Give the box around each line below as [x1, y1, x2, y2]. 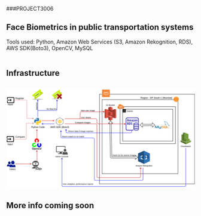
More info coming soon [6, 200, 95, 211]
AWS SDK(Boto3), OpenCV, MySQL [6, 44, 93, 51]
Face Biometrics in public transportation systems [6, 22, 194, 32]
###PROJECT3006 [6, 5, 54, 12]
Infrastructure [6, 68, 60, 78]
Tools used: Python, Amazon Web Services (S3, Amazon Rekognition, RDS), [6, 38, 193, 45]
